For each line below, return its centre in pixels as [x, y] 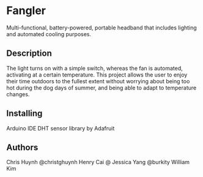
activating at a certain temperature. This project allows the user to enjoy [97, 75]
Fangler [26, 11]
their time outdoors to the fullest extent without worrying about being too [98, 81]
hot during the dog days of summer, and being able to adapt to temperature [102, 88]
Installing [24, 114]
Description [29, 54]
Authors [22, 147]
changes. [18, 94]
